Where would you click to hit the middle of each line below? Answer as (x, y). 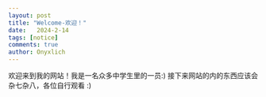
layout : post (30, 15)
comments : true (33, 45)
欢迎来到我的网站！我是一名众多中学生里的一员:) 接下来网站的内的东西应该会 (133, 75)
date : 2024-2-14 (39, 30)
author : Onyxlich (37, 52)
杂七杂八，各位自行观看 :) (50, 85)
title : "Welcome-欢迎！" (48, 23)
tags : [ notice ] (33, 37)
